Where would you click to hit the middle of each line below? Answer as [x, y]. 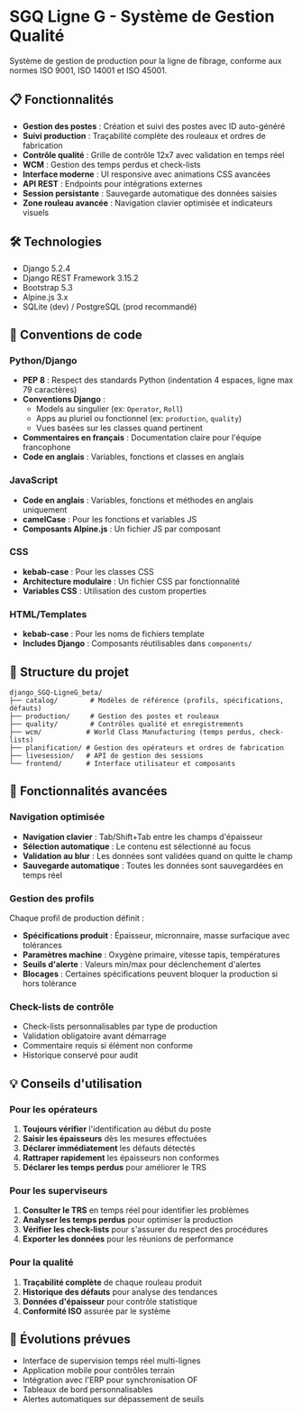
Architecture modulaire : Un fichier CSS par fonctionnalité [131, 581]
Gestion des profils [52, 898]
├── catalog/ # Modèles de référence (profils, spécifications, [146, 700]
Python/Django [43, 360]
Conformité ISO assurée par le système [96, 1311]
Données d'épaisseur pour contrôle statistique [110, 1301]
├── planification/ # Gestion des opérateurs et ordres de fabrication [146, 748]
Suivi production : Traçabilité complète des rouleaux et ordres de [144, 135]
